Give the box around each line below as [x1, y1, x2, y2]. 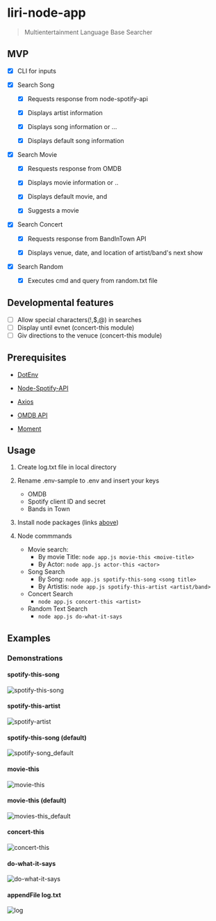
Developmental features [7, 297, 115, 309]
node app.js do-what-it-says [38, 614, 123, 621]
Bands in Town [27, 505, 71, 513]
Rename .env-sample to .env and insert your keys [17, 476, 160, 485]
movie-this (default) [7, 796, 67, 805]
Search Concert [17, 220, 63, 229]
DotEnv [17, 370, 39, 379]
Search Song [17, 80, 55, 89]
